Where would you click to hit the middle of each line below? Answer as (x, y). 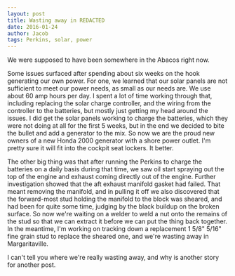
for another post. (32, 265)
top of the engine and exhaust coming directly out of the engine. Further (112, 177)
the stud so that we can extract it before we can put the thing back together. (117, 221)
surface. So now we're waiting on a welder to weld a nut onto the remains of (117, 214)
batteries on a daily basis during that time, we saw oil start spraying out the (116, 169)
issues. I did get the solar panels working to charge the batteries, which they (117, 118)
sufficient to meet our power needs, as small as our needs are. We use (109, 88)
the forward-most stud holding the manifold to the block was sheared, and (115, 199)
